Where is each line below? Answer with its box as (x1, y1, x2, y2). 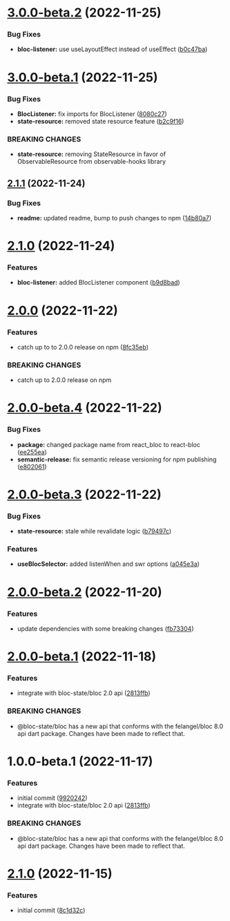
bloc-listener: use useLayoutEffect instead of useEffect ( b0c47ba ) (17, 45, 208, 53)
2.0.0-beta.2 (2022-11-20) (7, 584, 162, 600)
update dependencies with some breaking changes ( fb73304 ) (17, 624, 195, 633)
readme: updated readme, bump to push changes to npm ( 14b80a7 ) (17, 213, 212, 222)
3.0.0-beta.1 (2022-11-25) (7, 69, 158, 85)
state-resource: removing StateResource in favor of (17, 150, 166, 158)
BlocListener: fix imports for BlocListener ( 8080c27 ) (17, 109, 167, 118)
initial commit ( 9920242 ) (17, 794, 88, 802)
